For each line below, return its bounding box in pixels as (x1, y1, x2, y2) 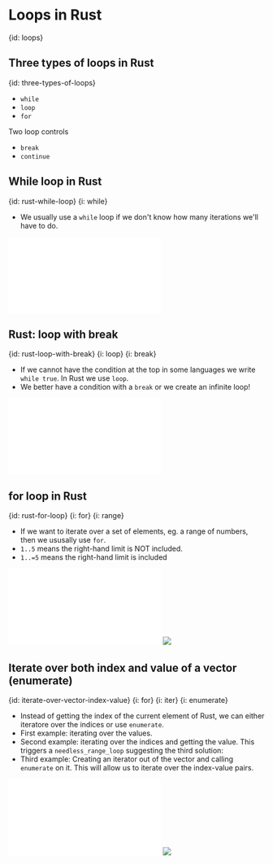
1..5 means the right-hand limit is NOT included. (19, 543, 183, 554)
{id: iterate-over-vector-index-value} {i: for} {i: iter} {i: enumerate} (8, 696, 229, 705)
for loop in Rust (8, 489, 88, 503)
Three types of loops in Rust (8, 56, 154, 70)
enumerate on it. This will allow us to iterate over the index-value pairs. (19, 763, 254, 772)
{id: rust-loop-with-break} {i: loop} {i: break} (8, 349, 157, 359)
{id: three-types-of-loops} (8, 77, 96, 87)
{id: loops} (8, 33, 44, 42)
